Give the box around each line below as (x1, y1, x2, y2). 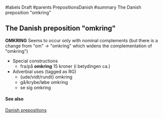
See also (5, 96, 24, 102)
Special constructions (12, 58, 58, 64)
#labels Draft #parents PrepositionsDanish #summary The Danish (5, 5, 141, 10)
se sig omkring (20, 84, 51, 90)
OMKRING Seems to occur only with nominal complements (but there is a (5, 37, 158, 43)
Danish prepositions (5, 107, 47, 113)
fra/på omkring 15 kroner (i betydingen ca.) (20, 63, 111, 69)
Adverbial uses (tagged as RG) (12, 68, 77, 74)
